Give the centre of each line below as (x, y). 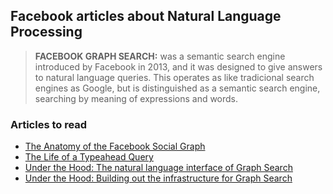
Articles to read (49, 124)
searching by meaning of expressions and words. (136, 98)
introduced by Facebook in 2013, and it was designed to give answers (178, 66)
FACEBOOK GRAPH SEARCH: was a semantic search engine (160, 56)
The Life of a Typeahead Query (89, 157)
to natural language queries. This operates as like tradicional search (174, 77)
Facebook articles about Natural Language (146, 16)
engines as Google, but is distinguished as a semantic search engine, (177, 88)
